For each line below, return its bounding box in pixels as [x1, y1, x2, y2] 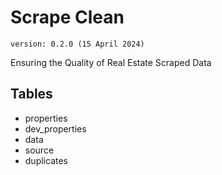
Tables [10, 86, 53, 103]
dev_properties [24, 122, 87, 135]
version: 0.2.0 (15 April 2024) [10, 39, 145, 49]
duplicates [24, 154, 68, 166]
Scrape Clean [10, 6, 125, 29]
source [24, 144, 55, 156]
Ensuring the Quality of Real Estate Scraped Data [10, 56, 212, 68]
